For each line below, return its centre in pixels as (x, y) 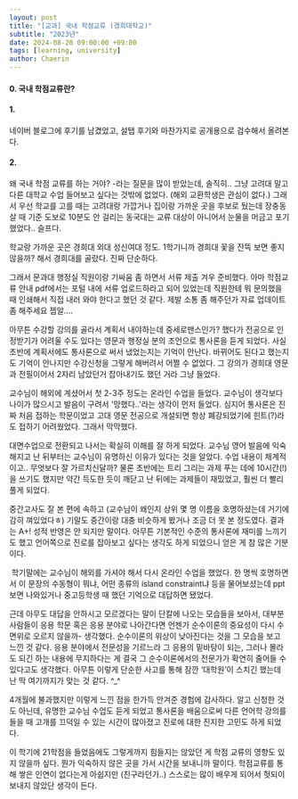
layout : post (33, 17)
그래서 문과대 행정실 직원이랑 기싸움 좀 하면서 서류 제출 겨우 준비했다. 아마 (137, 277)
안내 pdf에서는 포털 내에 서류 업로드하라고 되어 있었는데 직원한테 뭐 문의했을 (150, 288)
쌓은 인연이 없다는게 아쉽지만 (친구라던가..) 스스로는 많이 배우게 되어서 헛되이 (152, 774)
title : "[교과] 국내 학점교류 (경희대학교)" (81, 26)
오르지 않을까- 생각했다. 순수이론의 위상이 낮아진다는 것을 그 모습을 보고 (157, 636)
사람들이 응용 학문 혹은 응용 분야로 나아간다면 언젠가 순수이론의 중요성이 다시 (142, 625)
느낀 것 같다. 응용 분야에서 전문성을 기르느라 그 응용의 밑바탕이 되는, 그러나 (138, 647)
